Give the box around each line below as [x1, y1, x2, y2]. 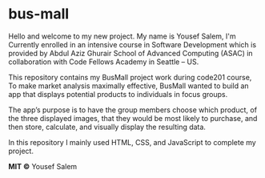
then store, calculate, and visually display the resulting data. [8, 122, 207, 131]
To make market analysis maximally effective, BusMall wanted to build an [8, 81, 250, 91]
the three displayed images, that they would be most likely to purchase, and [8, 113, 258, 123]
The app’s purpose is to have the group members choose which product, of [8, 105, 258, 115]
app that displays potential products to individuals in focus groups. [8, 89, 228, 99]
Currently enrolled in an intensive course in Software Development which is [8, 39, 257, 49]
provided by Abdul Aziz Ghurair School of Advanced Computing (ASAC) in [8, 48, 254, 58]
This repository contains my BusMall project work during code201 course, [8, 72, 252, 82]
